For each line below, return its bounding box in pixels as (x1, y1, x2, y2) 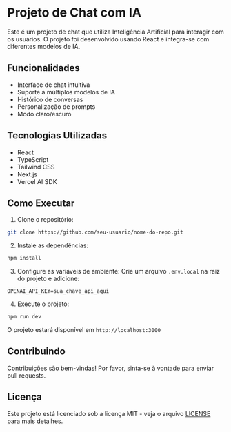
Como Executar (7, 197, 75, 209)
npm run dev (7, 313, 41, 320)
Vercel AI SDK (17, 177, 57, 185)
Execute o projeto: (17, 300, 70, 308)
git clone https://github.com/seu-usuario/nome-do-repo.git (7, 229, 184, 236)
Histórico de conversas (17, 95, 83, 103)
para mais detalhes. (7, 417, 63, 425)
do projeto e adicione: (17, 274, 80, 283)
